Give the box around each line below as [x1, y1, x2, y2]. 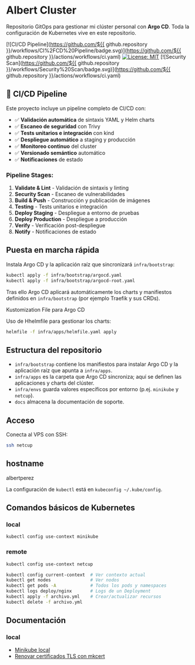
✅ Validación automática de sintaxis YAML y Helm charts [14, 116, 154, 123]
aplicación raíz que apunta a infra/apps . [14, 367, 113, 374]
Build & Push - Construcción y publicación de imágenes [14, 197, 151, 204]
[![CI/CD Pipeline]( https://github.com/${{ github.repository [6, 41, 148, 48]
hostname [6, 459, 44, 469]
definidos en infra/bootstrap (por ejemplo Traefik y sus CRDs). [6, 295, 160, 302]
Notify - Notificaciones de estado [14, 228, 97, 236]
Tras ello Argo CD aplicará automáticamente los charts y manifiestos [6, 288, 172, 295]
